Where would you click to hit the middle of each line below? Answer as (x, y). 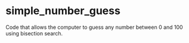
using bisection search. (34, 33)
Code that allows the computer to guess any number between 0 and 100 (94, 27)
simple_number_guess (63, 11)
